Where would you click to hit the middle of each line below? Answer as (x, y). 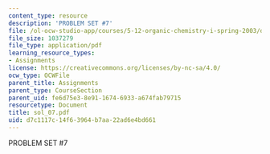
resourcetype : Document (48, 105)
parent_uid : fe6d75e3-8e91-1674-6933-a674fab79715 (95, 98)
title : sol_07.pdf (39, 113)
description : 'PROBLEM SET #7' (61, 23)
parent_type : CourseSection (55, 90)
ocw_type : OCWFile (39, 75)
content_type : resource (48, 16)
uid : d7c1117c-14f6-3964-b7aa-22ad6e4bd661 (82, 120)
